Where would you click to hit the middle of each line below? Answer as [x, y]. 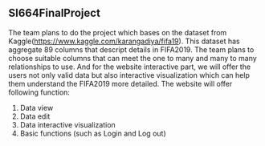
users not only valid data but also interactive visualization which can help [129, 75]
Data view [37, 107]
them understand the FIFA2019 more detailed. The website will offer [120, 83]
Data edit [35, 116]
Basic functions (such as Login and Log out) [93, 133]
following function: [39, 92]
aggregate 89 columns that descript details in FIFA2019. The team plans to [131, 49]
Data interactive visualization [68, 124]
